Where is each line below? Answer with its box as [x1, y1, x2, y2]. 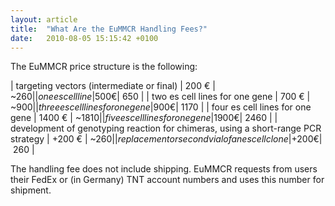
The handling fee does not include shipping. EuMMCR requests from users [10, 163, 318, 175]
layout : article [10, 14, 78, 25]
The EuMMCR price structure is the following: [10, 61, 198, 73]
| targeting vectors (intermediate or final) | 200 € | [10, 80, 216, 92]
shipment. [10, 184, 52, 196]
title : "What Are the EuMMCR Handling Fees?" [10, 24, 208, 34]
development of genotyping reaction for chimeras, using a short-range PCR [10, 122, 322, 135]
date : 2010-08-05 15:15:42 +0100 [10, 33, 159, 43]
